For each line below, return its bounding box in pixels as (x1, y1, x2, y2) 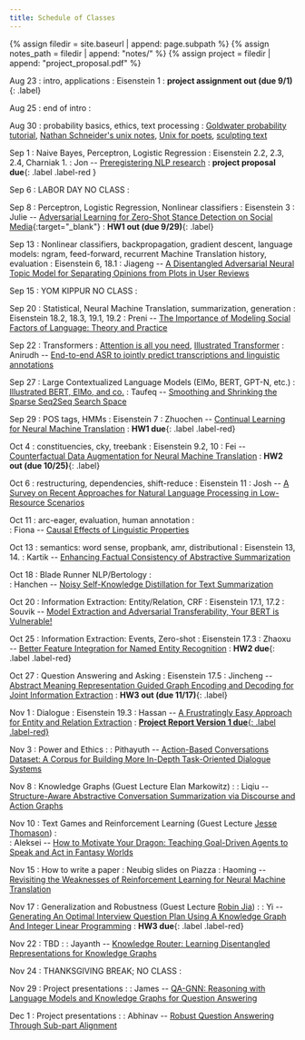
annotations (9, 359, 54, 370)
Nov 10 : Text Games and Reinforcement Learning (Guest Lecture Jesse (9, 817, 278, 828)
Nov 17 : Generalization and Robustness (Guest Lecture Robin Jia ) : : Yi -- (9, 901, 283, 912)
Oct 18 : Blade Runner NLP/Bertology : (9, 569, 152, 579)
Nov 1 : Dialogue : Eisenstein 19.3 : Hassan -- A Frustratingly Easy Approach (9, 707, 292, 718)
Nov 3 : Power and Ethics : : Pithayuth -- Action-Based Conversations (9, 744, 270, 755)
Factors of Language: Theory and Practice (9, 322, 168, 332)
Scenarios (46, 497, 85, 508)
